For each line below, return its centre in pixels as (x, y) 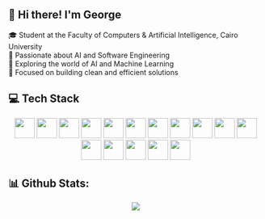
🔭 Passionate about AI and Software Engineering (89, 55)
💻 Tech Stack (44, 99)
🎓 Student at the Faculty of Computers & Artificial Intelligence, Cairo (123, 35)
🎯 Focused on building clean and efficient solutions (94, 72)
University (25, 46)
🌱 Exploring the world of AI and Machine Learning (91, 63)
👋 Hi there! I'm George (65, 15)
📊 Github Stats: (49, 184)
